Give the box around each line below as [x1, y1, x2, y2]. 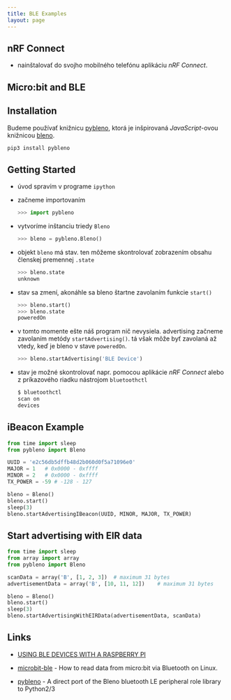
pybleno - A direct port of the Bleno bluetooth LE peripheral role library [17, 677, 221, 685]
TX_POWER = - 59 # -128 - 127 [7, 479, 92, 486]
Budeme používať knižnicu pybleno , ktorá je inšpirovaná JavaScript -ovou [7, 124, 218, 132]
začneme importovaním [17, 196, 86, 204]
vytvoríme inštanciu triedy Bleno [17, 222, 110, 230]
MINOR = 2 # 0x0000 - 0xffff [7, 472, 98, 479]
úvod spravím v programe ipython [17, 182, 115, 191]
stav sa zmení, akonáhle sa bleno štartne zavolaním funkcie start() [17, 288, 213, 297]
